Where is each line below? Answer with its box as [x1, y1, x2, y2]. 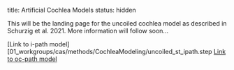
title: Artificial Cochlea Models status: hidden [7, 6, 136, 14]
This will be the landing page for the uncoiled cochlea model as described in [7, 19, 227, 27]
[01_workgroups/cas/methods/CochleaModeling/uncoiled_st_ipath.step [7, 48, 212, 55]
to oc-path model [7, 55, 57, 63]
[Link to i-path [7, 40, 48, 48]
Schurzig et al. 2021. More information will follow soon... [7, 27, 169, 35]
